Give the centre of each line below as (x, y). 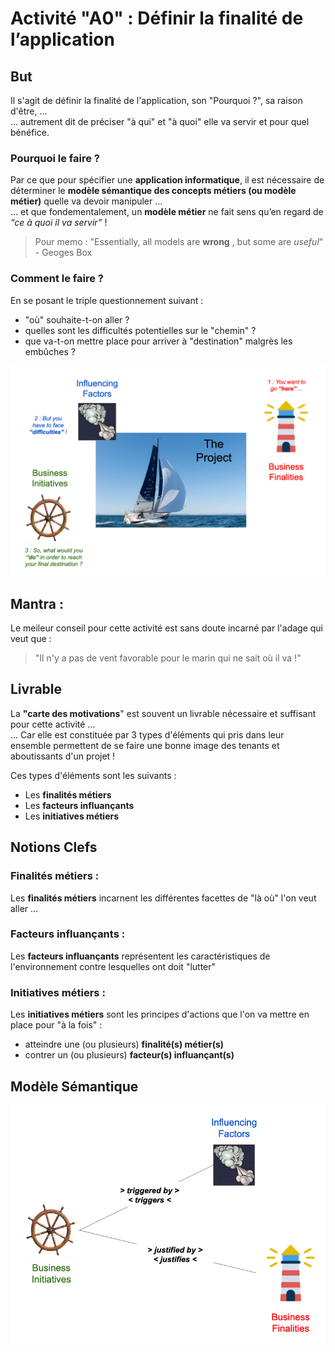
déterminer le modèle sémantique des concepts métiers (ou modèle (153, 191)
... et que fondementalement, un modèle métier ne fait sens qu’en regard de (167, 212)
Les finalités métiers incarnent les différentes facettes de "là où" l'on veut (163, 898)
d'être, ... (29, 111)
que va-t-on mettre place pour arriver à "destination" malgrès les (158, 341)
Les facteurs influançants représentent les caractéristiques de (140, 956)
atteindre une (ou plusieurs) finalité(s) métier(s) (124, 1044)
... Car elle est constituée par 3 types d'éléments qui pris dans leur (147, 734)
